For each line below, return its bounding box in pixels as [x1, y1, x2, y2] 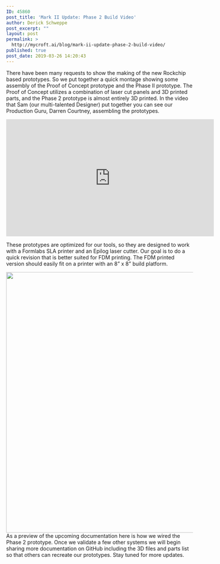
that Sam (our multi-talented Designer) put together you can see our [6, 101, 173, 108]
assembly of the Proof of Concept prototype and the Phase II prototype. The [6, 82, 193, 89]
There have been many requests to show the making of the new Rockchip [6, 69, 186, 76]
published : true [6, 48, 46, 54]
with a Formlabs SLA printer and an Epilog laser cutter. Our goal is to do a [6, 247, 186, 255]
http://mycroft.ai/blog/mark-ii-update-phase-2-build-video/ [11, 42, 166, 48]
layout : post [6, 31, 39, 37]
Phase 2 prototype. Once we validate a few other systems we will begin [6, 538, 181, 546]
